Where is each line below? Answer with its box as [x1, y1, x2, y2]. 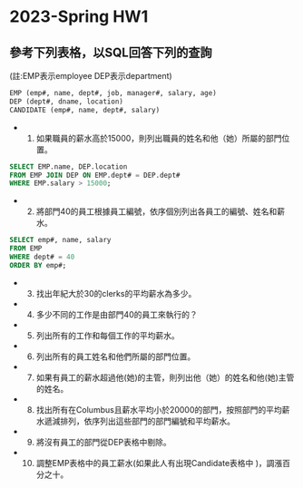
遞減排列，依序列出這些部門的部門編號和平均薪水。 [44, 415, 236, 426]
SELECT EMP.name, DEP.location [9, 161, 128, 171]
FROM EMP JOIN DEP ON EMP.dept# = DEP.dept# [9, 171, 181, 180]
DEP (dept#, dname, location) [9, 97, 124, 106]
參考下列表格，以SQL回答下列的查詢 [9, 44, 212, 60]
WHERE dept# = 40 [9, 252, 75, 261]
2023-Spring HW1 [9, 6, 149, 27]
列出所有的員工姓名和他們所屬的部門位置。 [35, 351, 196, 362]
